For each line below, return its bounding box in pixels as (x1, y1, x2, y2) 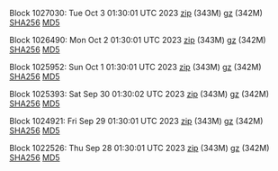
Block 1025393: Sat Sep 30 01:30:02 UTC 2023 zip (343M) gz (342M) (9, 89, 270, 99)
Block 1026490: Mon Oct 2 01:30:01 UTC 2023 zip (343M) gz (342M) (9, 35, 267, 45)
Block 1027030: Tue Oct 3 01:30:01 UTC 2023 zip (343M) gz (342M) (9, 8, 264, 18)
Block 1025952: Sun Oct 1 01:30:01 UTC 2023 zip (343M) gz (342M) (9, 62, 263, 72)
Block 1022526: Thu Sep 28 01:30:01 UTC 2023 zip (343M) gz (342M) (9, 143, 270, 153)
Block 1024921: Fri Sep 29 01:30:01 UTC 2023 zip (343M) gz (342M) (9, 116, 264, 126)
